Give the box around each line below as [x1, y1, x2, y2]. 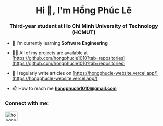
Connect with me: [5, 100, 49, 107]
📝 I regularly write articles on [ [12, 70, 75, 76]
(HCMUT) [72, 29, 96, 36]
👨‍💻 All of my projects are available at [12, 50, 88, 56]
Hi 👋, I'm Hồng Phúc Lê [35, 5, 132, 16]
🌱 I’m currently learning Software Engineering [12, 40, 108, 46]
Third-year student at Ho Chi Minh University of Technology [9, 23, 158, 30]
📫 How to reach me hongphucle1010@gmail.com [12, 85, 117, 92]
